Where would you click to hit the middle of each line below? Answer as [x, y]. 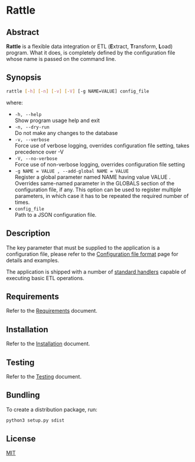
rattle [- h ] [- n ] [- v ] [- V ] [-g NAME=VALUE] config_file [78, 91]
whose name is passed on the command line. [61, 59]
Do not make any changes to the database [66, 133]
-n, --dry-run [32, 127]
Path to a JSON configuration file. [56, 214]
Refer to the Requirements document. [52, 311]
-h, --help [28, 114]
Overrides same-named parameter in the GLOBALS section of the [95, 183]
